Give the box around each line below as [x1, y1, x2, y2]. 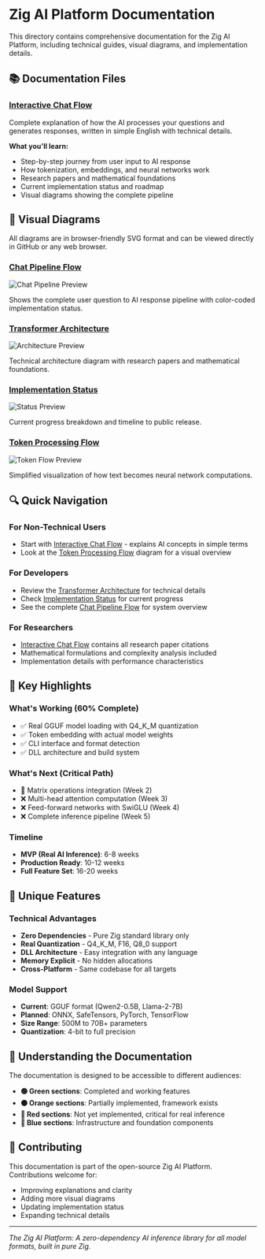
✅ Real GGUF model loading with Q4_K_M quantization [20, 721, 199, 730]
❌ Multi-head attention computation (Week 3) [20, 793, 168, 803]
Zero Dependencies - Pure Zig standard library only [20, 930, 190, 940]
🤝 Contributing [9, 1141, 83, 1154]
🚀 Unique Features [9, 889, 101, 903]
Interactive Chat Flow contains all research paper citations [20, 640, 209, 649]
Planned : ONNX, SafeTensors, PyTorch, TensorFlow [20, 1010, 190, 1019]
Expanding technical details [20, 1210, 110, 1220]
